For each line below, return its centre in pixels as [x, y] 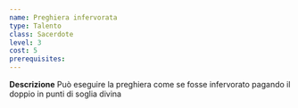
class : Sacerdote [41, 34]
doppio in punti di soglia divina [66, 94]
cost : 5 [24, 51]
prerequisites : [37, 59]
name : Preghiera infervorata [63, 17]
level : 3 [25, 42]
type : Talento [36, 26]
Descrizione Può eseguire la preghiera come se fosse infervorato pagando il [150, 84]
